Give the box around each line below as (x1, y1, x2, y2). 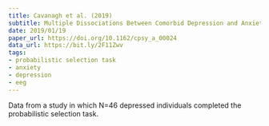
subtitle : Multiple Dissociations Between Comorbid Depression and (8, 19, 239, 27)
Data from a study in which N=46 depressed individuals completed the (8, 100, 242, 110)
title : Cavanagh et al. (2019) (8, 11, 113, 20)
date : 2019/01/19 (8, 26, 66, 34)
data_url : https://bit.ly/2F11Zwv (8, 41, 124, 49)
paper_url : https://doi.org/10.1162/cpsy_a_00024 (8, 33, 178, 42)
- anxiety (8, 64, 42, 72)
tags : (8, 49, 26, 57)
